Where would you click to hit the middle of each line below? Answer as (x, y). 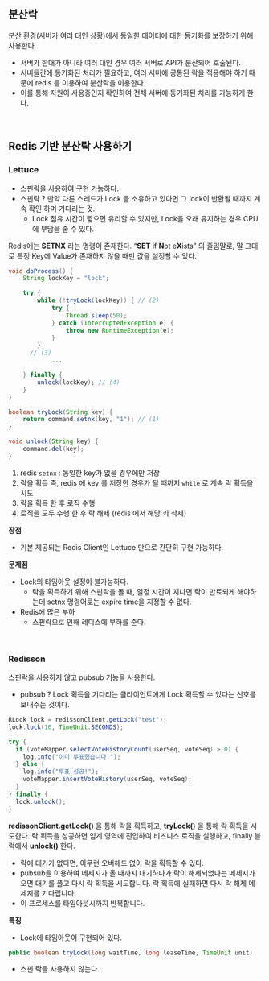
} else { (30, 764)
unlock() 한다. (53, 846)
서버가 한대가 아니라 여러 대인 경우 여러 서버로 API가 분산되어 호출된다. (130, 62)
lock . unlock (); (41, 801)
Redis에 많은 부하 (47, 611)
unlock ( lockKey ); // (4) (79, 382)
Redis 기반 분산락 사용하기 (70, 146)
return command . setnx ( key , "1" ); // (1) (91, 420)
